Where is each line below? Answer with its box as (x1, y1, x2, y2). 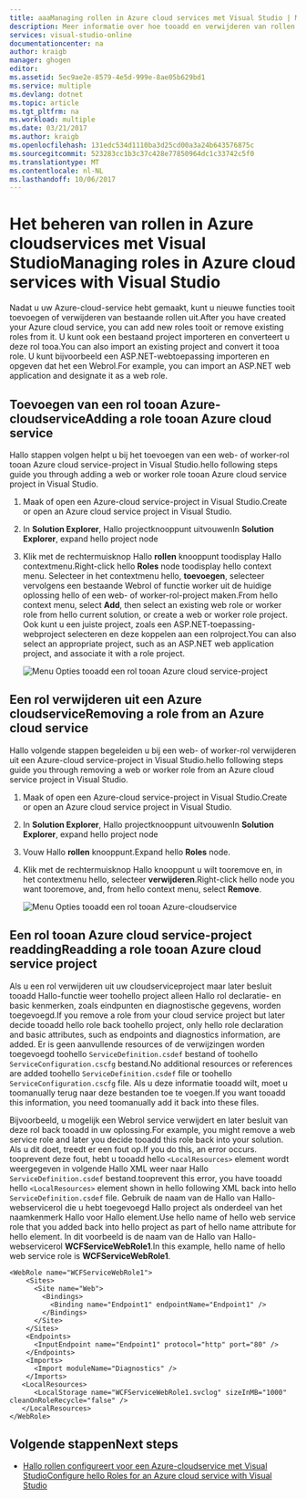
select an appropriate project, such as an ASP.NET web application (22, 638, 275, 649)
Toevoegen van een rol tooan (9, 396, 178, 412)
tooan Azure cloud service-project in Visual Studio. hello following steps (9, 459, 278, 470)
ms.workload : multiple (9, 115, 96, 124)
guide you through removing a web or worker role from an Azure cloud (9, 764, 275, 775)
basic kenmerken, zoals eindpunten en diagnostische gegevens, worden (9, 1000, 281, 1011)
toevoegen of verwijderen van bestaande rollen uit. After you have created (9, 312, 287, 323)
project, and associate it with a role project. (22, 648, 185, 658)
